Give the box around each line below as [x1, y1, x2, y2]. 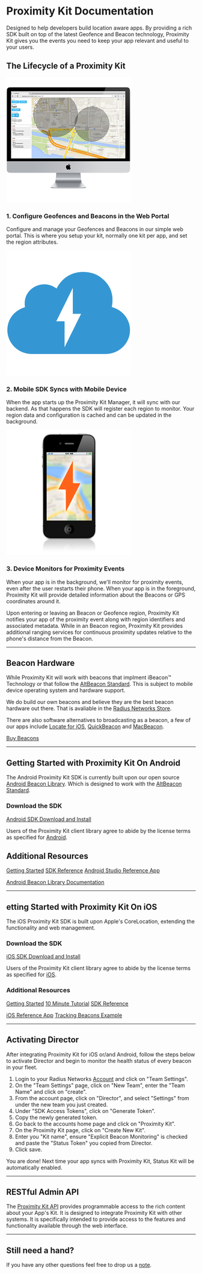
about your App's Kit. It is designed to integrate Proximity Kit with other [6, 1209, 182, 1217]
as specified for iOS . [6, 971, 57, 978]
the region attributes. [6, 238, 58, 246]
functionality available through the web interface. [6, 1222, 128, 1229]
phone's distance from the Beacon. [6, 635, 94, 642]
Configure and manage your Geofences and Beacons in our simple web [6, 226, 183, 233]
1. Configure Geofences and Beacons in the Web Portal [6, 212, 170, 220]
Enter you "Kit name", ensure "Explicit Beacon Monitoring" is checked [14, 1133, 188, 1140]
